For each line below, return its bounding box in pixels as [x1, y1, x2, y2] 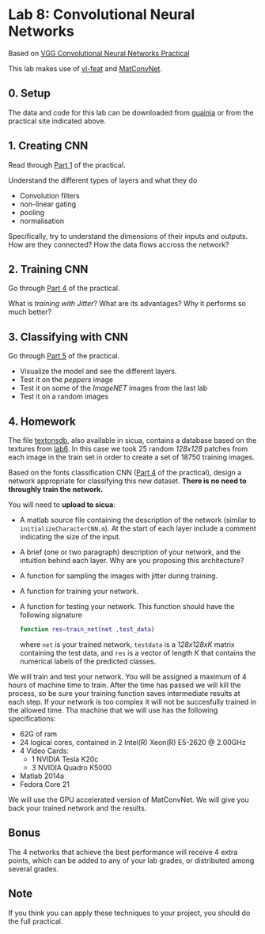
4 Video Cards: [19, 746, 70, 755]
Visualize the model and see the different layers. [19, 366, 177, 376]
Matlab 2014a [19, 771, 65, 781]
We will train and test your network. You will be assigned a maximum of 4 [8, 671, 247, 681]
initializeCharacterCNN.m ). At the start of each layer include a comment [19, 524, 257, 533]
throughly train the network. [8, 485, 104, 493]
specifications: [8, 713, 57, 723]
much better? [8, 307, 52, 317]
